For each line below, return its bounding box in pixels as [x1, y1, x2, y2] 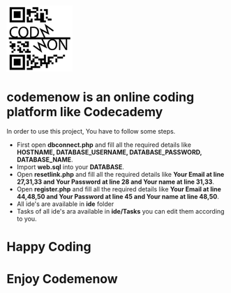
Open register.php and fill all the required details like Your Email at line [16, 185, 221, 193]
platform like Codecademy [6, 104, 163, 120]
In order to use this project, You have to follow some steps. [6, 127, 176, 136]
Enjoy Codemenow [6, 271, 118, 287]
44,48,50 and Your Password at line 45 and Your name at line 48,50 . [16, 193, 219, 201]
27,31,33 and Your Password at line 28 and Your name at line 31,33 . [16, 177, 214, 186]
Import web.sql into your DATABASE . [16, 163, 125, 171]
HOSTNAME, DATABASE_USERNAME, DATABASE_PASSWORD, [16, 148, 202, 157]
